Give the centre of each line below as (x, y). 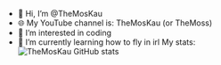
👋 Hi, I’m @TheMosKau (60, 14)
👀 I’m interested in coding (65, 32)
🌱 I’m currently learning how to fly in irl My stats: (106, 42)
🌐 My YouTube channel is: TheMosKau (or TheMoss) (115, 23)
